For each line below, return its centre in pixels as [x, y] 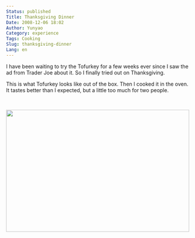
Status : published [28, 11]
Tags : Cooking [23, 39]
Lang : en [17, 50]
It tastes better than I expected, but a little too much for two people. [87, 90]
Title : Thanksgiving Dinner [40, 17]
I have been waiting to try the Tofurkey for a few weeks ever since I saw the [97, 66]
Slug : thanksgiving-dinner [39, 45]
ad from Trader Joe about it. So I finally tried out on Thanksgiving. [85, 72]
